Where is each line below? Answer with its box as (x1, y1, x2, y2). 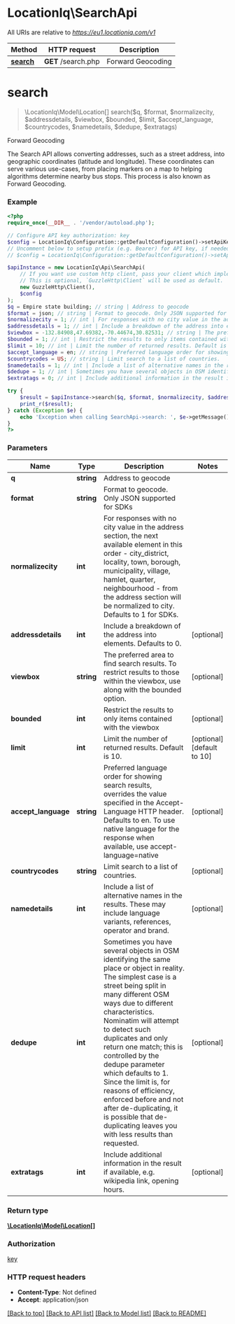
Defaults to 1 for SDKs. (104, 609, 179, 619)
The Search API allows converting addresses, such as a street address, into (7, 149, 225, 158)
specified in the (104, 797, 155, 807)
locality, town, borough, (104, 557, 181, 566)
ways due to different (104, 998, 173, 1008)
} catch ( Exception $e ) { (7, 407, 83, 414)
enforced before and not (104, 1094, 184, 1104)
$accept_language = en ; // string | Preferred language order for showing (7, 349, 230, 356)
